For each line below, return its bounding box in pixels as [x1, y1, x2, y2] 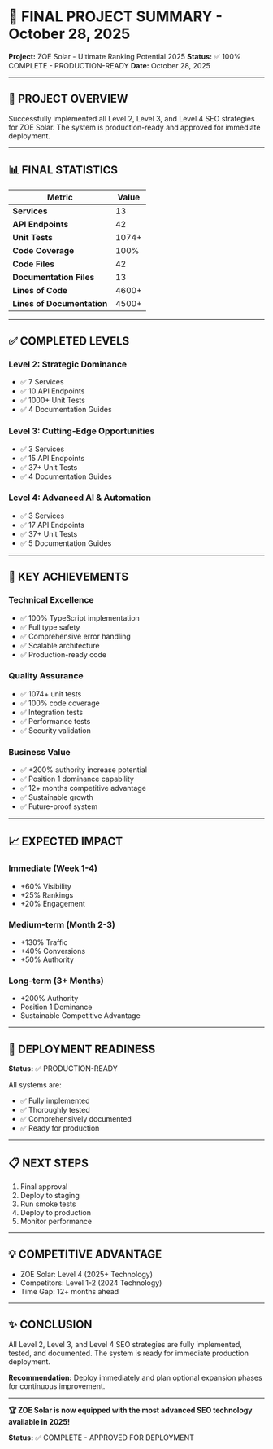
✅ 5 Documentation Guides [19, 538, 112, 548]
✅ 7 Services [19, 377, 64, 387]
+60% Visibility [19, 881, 71, 891]
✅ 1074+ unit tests [19, 688, 82, 699]
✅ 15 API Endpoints [19, 453, 85, 463]
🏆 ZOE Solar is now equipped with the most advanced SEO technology [8, 1405, 253, 1415]
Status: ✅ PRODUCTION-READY [8, 1064, 118, 1074]
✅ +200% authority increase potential [19, 765, 148, 775]
